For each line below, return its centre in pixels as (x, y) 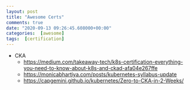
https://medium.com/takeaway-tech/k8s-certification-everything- (103, 62)
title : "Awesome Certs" (35, 17)
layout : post (22, 11)
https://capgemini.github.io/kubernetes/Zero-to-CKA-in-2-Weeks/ (104, 81)
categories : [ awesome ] (35, 34)
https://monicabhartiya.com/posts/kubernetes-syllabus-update (100, 74)
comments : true (25, 22)
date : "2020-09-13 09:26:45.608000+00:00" (59, 28)
